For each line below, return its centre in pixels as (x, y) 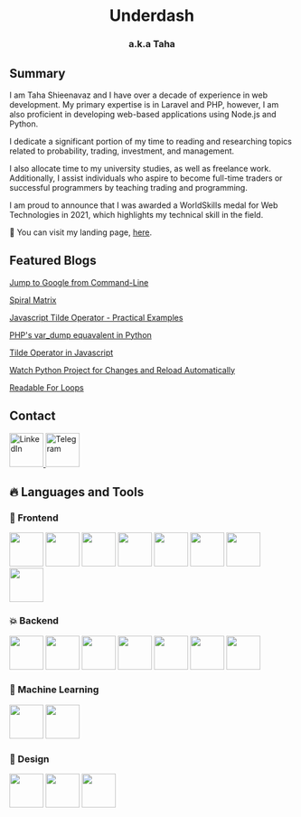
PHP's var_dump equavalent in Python (80, 334)
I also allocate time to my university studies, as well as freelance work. (140, 168)
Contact (33, 416)
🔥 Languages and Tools (77, 492)
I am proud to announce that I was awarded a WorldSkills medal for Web (144, 205)
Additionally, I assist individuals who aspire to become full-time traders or (146, 178)
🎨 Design (29, 758)
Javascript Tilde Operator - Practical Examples (96, 317)
